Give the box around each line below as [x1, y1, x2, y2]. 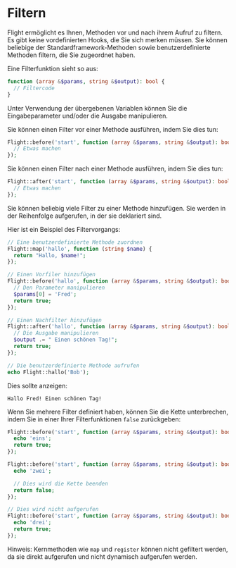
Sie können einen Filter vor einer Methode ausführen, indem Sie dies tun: [7, 125, 218, 133]
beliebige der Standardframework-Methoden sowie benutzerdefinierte [7, 43, 211, 51]
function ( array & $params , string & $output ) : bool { [7, 78, 165, 85]
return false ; [13, 486, 55, 494]
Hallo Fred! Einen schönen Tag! [7, 395, 102, 402]
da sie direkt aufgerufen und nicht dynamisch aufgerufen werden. [7, 552, 198, 561]
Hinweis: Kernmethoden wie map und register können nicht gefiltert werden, [7, 545, 228, 553]
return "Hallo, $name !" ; [13, 252, 86, 259]
